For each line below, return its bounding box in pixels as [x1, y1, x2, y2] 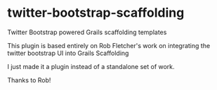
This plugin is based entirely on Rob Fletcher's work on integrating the [7, 41, 211, 50]
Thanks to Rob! [7, 75, 51, 84]
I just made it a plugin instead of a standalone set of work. [7, 62, 175, 70]
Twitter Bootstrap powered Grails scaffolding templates [7, 28, 167, 36]
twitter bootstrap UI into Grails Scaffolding [7, 49, 129, 57]
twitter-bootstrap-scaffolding [7, 5, 185, 21]
